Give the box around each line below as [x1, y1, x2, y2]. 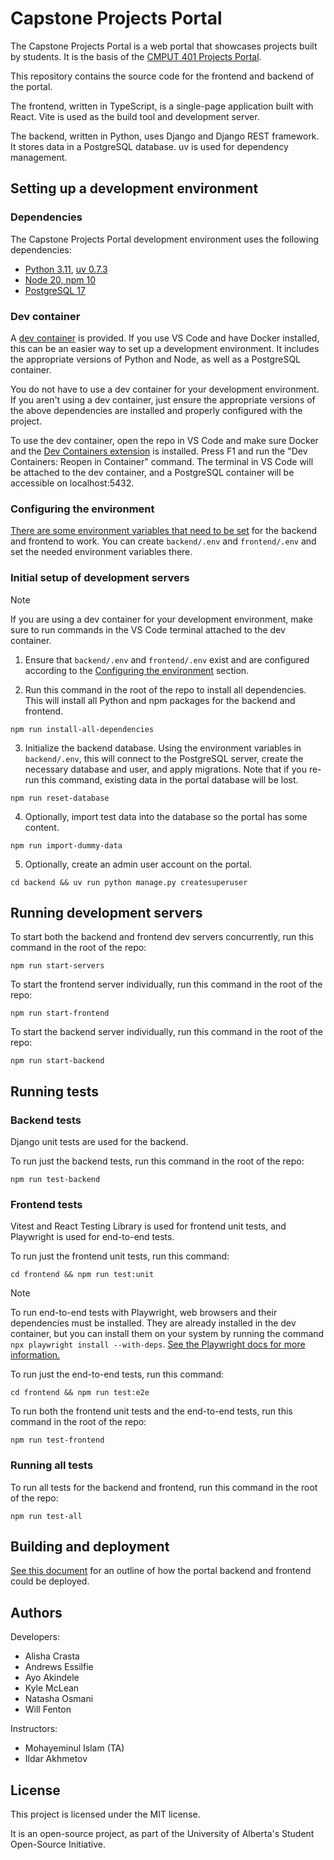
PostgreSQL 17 [24, 284, 86, 296]
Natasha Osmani [24, 1693, 94, 1705]
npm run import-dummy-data [10, 840, 123, 851]
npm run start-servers [10, 961, 105, 971]
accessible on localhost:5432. [10, 477, 135, 489]
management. [10, 151, 68, 163]
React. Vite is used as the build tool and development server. [10, 110, 260, 122]
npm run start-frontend [10, 1008, 110, 1019]
